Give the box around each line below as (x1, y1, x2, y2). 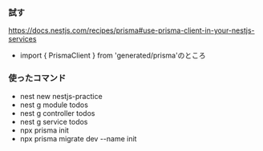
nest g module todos (19, 100, 88, 109)
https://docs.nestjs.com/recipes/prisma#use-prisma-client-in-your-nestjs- (8, 26, 255, 35)
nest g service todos (19, 117, 88, 126)
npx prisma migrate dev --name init (19, 133, 137, 143)
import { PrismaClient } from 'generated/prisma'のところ (19, 50, 206, 61)
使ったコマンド (8, 73, 67, 84)
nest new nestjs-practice (19, 91, 103, 101)
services (8, 34, 37, 44)
